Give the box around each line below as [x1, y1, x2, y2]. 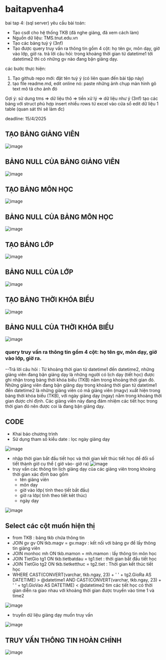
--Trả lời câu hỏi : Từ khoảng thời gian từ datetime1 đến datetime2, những [5, 366, 155, 372]
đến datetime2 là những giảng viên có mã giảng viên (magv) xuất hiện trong [5, 387, 161, 393]
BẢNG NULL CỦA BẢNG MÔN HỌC [5, 213, 113, 221]
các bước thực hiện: [5, 66, 46, 72]
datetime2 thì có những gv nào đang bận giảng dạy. [12, 56, 118, 62]
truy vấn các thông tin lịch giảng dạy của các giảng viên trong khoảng [12, 466, 156, 472]
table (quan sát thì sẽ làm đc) [5, 106, 65, 112]
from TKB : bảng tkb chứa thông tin [12, 535, 85, 541]
